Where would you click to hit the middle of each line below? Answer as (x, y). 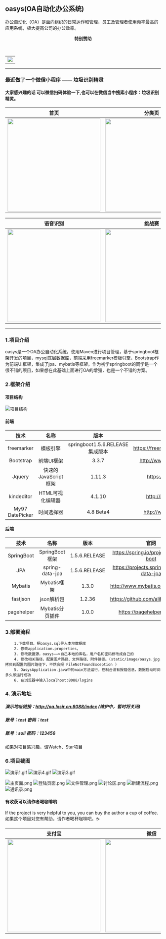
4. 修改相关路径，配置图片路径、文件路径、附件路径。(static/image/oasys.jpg (87, 660)
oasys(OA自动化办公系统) (45, 9)
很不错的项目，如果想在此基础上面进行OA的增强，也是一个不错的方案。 (77, 370)
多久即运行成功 (18, 675)
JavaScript (51, 476)
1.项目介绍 (17, 340)
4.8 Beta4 (98, 512)
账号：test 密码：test (27, 719)
